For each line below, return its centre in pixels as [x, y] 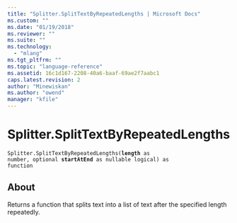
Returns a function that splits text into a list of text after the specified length [117, 204]
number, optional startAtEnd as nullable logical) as [88, 159]
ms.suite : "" [27, 40]
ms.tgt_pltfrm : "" [34, 60]
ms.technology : [30, 47]
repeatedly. [24, 212]
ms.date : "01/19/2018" [41, 27]
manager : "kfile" [33, 100]
